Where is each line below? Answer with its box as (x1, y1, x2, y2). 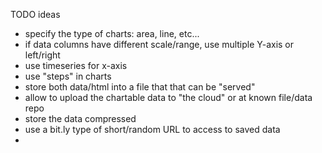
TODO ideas (10, 9, 61, 20)
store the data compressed (24, 113, 137, 124)
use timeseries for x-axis (24, 60, 128, 71)
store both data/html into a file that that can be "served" (24, 81, 256, 93)
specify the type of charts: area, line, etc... (24, 28, 200, 39)
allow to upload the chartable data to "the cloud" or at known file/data (24, 92, 313, 103)
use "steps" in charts (24, 70, 112, 82)
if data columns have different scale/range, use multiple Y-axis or (24, 39, 295, 50)
